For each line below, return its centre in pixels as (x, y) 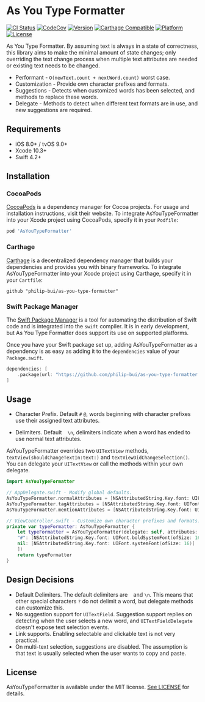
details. (16, 693)
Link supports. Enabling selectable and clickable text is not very (95, 633)
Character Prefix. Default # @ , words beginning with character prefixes (103, 414)
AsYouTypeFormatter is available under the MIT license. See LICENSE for (98, 687)
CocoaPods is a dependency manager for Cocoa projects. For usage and (98, 207)
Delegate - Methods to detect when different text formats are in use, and (106, 103)
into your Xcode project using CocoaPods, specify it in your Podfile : (92, 220)
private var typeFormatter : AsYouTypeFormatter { (71, 526)
